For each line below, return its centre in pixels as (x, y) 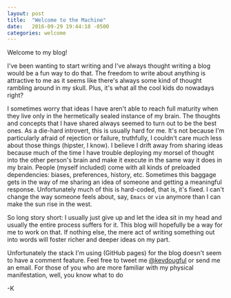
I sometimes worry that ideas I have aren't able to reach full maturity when (113, 109)
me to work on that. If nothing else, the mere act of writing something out (111, 232)
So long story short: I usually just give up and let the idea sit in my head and (114, 218)
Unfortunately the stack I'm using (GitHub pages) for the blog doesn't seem (114, 253)
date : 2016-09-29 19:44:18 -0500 (58, 26)
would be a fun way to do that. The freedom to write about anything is (106, 73)
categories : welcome (37, 33)
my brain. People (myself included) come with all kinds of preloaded (104, 167)
